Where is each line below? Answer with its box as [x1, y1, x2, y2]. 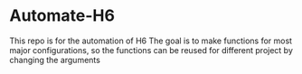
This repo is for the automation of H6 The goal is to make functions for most [9, 35, 292, 46]
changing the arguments [9, 54, 101, 65]
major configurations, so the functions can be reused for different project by [9, 44, 294, 55]
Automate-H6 [9, 5, 116, 26]
